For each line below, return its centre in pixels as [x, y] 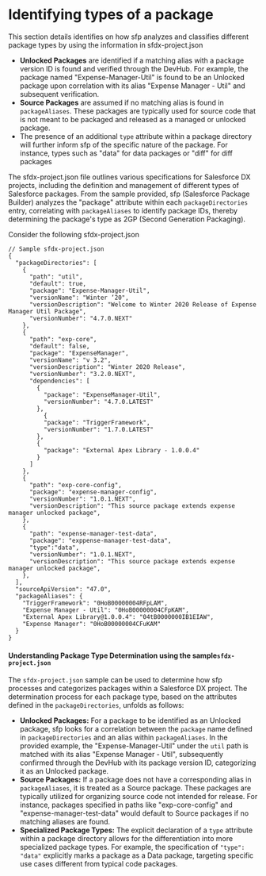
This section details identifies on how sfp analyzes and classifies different [129, 36]
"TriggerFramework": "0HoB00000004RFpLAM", [95, 603]
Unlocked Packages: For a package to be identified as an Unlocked [130, 720]
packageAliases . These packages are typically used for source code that [137, 111]
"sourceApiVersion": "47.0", [63, 589]
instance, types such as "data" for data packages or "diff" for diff [126, 153]
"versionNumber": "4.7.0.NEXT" [81, 318]
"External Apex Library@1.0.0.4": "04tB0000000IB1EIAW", [118, 617]
